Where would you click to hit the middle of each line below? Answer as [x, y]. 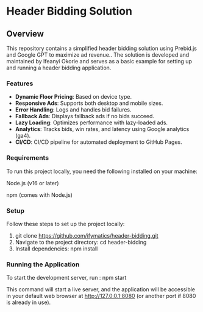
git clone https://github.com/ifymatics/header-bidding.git [87, 235]
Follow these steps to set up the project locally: [66, 224]
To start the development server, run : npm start [66, 278]
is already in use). [29, 302]
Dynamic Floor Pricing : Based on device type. [73, 97]
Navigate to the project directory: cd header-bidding [81, 242]
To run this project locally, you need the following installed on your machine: [102, 171]
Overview [25, 34]
